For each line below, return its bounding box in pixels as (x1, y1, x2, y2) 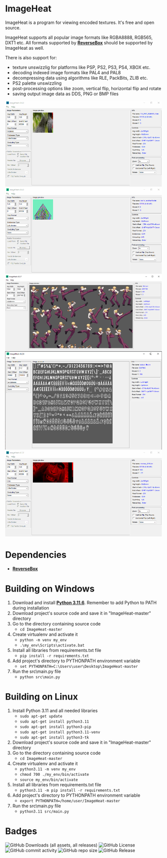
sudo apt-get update (19, 714, 63, 719)
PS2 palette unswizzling (12, 80, 62, 86)
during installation (12, 605, 50, 611)
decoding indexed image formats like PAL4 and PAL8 (12, 69, 121, 75)
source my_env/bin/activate (19, 777, 78, 782)
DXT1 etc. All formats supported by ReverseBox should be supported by (5, 39, 153, 45)
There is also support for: (5, 54, 57, 60)
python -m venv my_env (19, 637, 67, 642)
